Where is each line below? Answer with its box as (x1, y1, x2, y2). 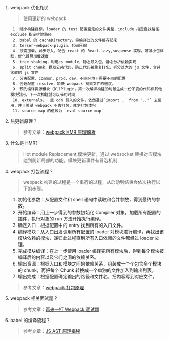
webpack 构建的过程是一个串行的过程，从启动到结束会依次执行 (23, 179, 156, 185)
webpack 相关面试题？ (10, 295, 58, 302)
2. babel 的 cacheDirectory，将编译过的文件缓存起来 (12, 37, 118, 43)
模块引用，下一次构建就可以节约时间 (10, 92, 75, 97)
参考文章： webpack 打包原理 (23, 285, 84, 290)
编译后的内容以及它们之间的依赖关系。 (17, 254, 99, 260)
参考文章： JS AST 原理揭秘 (23, 328, 81, 334)
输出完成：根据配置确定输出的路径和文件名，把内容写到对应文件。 (17, 274, 157, 279)
